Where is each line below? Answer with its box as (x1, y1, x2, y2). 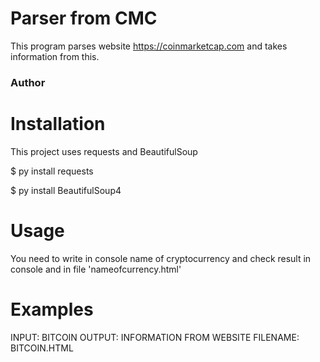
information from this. (10, 50, 100, 62)
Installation (10, 113, 106, 136)
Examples (10, 298, 94, 321)
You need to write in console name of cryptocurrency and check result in (10, 252, 312, 264)
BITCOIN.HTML (10, 342, 74, 354)
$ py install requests (10, 165, 94, 177)
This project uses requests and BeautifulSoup (10, 145, 198, 157)
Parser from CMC (10, 7, 158, 30)
